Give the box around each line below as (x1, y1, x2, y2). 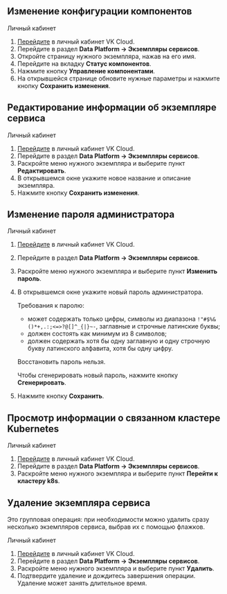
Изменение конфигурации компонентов (7, 6, 192, 17)
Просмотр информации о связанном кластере (7, 412, 221, 423)
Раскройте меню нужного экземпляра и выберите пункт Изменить (17, 267, 218, 276)
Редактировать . (17, 166, 66, 175)
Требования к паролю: (17, 302, 84, 310)
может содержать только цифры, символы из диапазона (27, 315, 196, 323)
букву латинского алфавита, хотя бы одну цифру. (27, 344, 174, 353)
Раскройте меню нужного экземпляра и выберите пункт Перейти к (17, 469, 218, 478)
